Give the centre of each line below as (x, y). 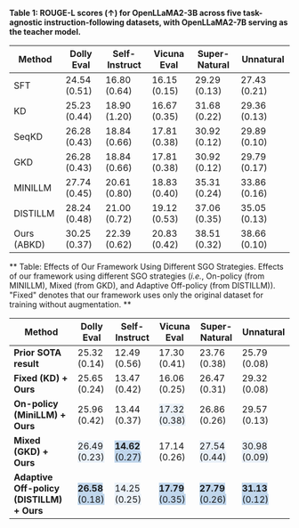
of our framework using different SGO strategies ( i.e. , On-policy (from (137, 276)
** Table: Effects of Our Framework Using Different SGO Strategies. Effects (146, 267)
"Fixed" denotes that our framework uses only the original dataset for (137, 295)
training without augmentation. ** (70, 305)
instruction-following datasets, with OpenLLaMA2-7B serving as (166, 22)
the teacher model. (45, 32)
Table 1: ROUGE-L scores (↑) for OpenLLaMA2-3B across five (125, 13)
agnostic (26, 22)
